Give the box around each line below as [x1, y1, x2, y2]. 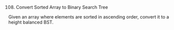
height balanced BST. [8, 19, 54, 25]
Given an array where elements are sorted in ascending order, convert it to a [8, 14, 169, 19]
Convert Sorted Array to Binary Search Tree [15, 4, 108, 10]
